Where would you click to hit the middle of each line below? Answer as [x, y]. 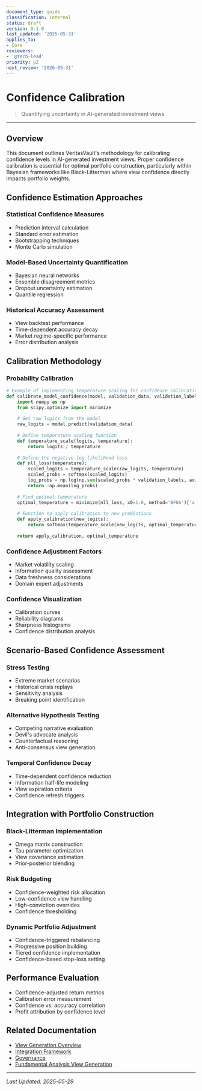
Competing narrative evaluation [54, 728]
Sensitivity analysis [39, 693]
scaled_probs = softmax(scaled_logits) [78, 475]
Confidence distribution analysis [55, 631]
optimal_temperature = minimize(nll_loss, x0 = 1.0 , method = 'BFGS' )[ [103, 502]
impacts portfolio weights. [38, 178]
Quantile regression [39, 294]
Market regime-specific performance [61, 336]
